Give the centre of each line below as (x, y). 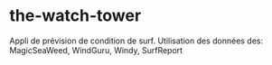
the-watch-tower (75, 16)
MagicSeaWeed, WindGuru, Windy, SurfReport (96, 50)
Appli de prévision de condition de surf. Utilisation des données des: (136, 41)
